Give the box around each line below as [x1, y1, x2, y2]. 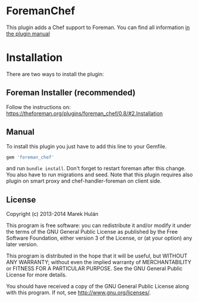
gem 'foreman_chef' [6, 154, 55, 160]
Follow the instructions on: [6, 103, 71, 110]
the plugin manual [6, 30, 50, 37]
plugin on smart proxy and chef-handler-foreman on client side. [6, 177, 162, 185]
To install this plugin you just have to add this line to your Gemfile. [6, 142, 167, 150]
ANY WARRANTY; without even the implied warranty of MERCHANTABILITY [6, 259, 192, 266]
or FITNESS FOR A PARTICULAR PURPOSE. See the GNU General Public [6, 265, 183, 272]
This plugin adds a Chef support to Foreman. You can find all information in [6, 24, 190, 31]
